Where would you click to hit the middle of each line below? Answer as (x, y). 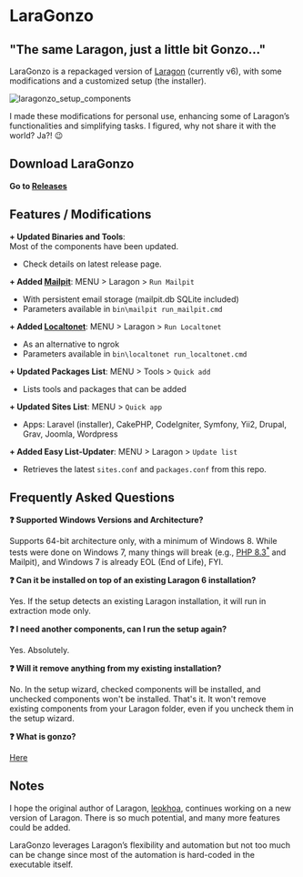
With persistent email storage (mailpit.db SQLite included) (131, 299)
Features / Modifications (81, 215)
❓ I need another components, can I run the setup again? (118, 630)
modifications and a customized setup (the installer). (108, 81)
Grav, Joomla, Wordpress (70, 434)
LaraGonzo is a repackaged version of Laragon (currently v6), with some (146, 71)
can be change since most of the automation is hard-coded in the (132, 854)
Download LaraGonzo (72, 164)
